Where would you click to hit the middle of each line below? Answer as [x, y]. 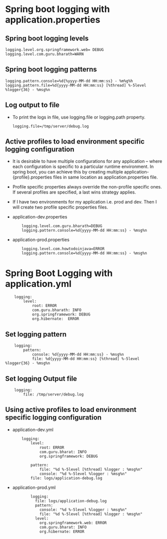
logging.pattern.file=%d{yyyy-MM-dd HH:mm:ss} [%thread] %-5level [76, 85]
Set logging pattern [36, 334]
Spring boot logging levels [47, 38]
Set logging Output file [41, 378]
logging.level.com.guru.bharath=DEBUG [62, 226]
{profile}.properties [32, 177]
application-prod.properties [41, 240]
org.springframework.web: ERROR [73, 523]
